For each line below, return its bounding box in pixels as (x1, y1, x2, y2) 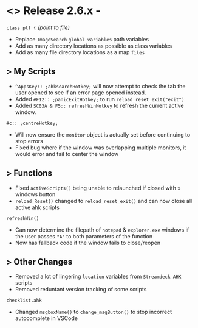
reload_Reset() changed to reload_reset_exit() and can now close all (15, 197, 193, 204)
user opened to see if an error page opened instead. (15, 89, 146, 96)
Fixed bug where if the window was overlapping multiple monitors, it (15, 144, 186, 151)
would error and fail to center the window (15, 150, 119, 157)
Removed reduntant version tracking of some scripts (15, 286, 147, 293)
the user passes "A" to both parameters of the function (15, 232, 153, 240)
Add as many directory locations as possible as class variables (15, 42, 172, 49)
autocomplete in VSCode (15, 315, 78, 322)
